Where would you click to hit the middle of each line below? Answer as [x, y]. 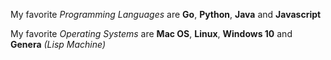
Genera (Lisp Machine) [58, 44]
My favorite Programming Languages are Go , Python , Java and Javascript [166, 14]
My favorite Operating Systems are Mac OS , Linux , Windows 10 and [151, 33]
